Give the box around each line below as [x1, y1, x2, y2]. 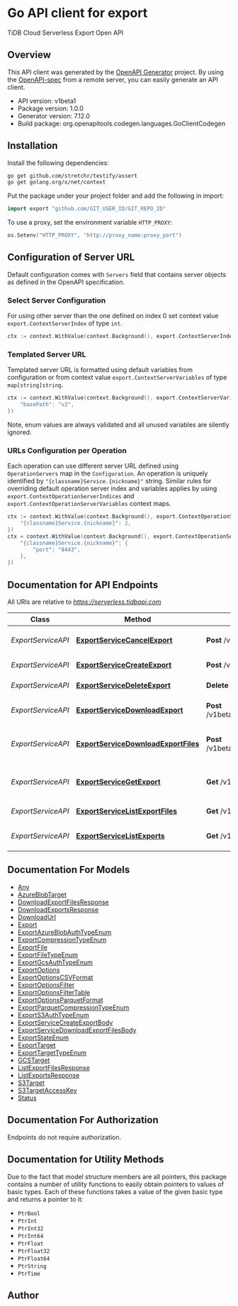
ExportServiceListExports [76, 831, 165, 841]
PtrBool [17, 1210, 40, 1217]
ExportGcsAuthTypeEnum [17, 958, 93, 967]
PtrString [17, 1263, 47, 1270]
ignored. [7, 427, 32, 437]
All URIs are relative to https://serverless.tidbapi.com [7, 597, 161, 607]
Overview [7, 49, 52, 61]
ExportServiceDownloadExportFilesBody [17, 1025, 137, 1034]
